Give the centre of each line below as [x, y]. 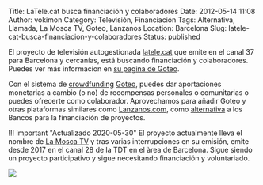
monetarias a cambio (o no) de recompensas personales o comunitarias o [129, 92]
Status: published [172, 36]
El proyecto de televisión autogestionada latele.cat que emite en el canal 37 [131, 52]
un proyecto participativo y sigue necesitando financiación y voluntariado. [129, 158]
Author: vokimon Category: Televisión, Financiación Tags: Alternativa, [122, 20]
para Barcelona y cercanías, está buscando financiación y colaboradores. [128, 60]
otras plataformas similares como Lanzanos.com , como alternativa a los [126, 109]
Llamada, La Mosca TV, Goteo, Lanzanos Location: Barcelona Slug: [118, 28]
